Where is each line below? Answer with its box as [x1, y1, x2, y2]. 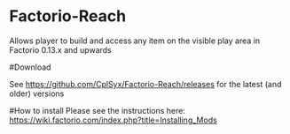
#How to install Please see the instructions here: [9, 105, 186, 115]
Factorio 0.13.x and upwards [9, 44, 113, 55]
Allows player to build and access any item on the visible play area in [9, 35, 260, 46]
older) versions [9, 88, 65, 99]
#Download [9, 62, 51, 72]
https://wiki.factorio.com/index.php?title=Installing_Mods [9, 115, 217, 125]
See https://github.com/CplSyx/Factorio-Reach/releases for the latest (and [9, 78, 282, 89]
